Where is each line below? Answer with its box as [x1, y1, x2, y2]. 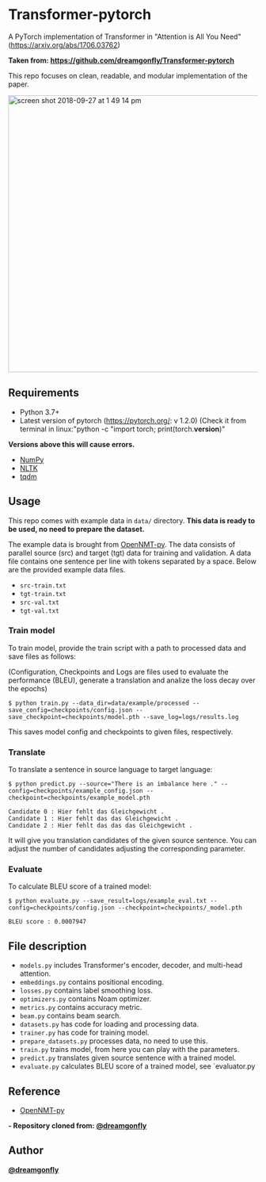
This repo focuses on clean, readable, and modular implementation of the [8, 71, 248, 80]
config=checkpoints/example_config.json [8, 787, 144, 795]
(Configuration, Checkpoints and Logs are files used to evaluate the [8, 667, 229, 676]
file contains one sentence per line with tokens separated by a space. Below [8, 557, 257, 566]
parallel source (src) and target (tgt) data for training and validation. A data [8, 548, 252, 557]
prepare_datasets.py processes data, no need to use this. [19, 1036, 208, 1046]
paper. [8, 79, 29, 89]
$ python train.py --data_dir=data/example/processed [8, 699, 190, 707]
